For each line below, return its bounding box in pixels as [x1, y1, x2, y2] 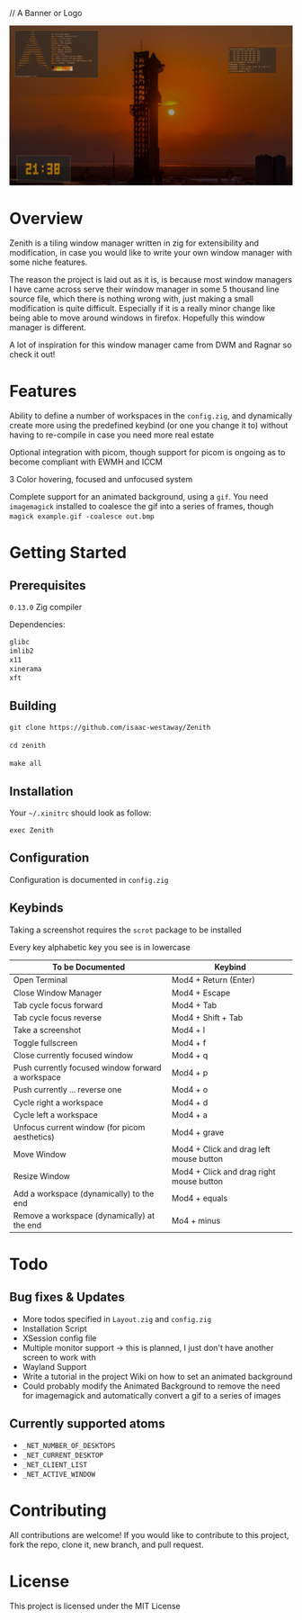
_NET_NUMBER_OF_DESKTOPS [22, 1442, 116, 1451]
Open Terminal [13, 975, 68, 985]
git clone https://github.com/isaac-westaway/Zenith [9, 724, 211, 733]
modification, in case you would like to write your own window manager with [9, 247, 293, 258]
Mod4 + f [172, 1037, 207, 1048]
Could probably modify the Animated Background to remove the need [22, 1381, 280, 1391]
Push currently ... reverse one [13, 1084, 122, 1095]
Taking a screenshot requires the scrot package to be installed [9, 924, 243, 935]
